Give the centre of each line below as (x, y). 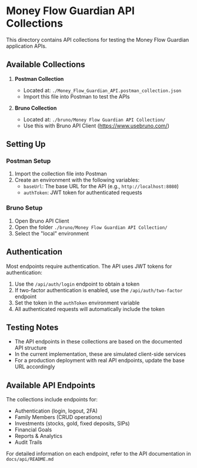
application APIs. (26, 46)
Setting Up (26, 144)
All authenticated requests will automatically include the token (89, 309)
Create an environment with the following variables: (77, 180)
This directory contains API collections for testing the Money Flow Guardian (98, 40)
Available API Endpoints (51, 385)
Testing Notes (32, 327)
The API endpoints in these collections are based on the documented (98, 342)
